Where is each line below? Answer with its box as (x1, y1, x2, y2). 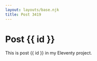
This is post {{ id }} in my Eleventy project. (5, 50, 92, 56)
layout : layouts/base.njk (5, 7, 59, 12)
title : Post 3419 (5, 12, 41, 17)
